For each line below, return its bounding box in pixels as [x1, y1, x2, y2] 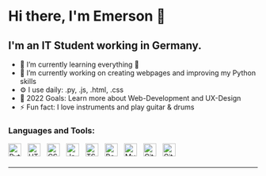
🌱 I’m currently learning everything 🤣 [19, 59, 140, 69]
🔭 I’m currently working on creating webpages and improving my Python [19, 68, 256, 78]
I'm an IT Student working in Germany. [8, 39, 202, 52]
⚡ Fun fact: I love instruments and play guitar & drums [19, 102, 195, 112]
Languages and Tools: [8, 124, 95, 136]
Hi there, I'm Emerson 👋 [8, 7, 166, 25]
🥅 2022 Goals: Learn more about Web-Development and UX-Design [19, 94, 241, 102]
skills [19, 77, 37, 86]
